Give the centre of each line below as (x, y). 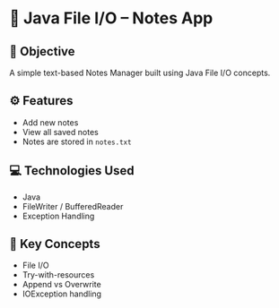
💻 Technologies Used (72, 171)
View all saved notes (60, 132)
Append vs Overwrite (61, 285)
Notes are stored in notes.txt (77, 141)
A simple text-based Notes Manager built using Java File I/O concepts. (140, 73)
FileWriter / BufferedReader (73, 206)
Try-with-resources (58, 275)
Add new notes (50, 122)
